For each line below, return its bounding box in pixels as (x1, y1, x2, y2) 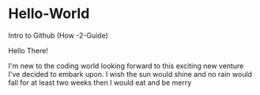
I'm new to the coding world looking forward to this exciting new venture (8, 60, 244, 71)
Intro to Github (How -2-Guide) (8, 31, 109, 40)
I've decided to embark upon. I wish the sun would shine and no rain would (8, 69, 253, 79)
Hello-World (8, 5, 90, 23)
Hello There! (8, 46, 49, 55)
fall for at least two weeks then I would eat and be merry (8, 78, 192, 87)
